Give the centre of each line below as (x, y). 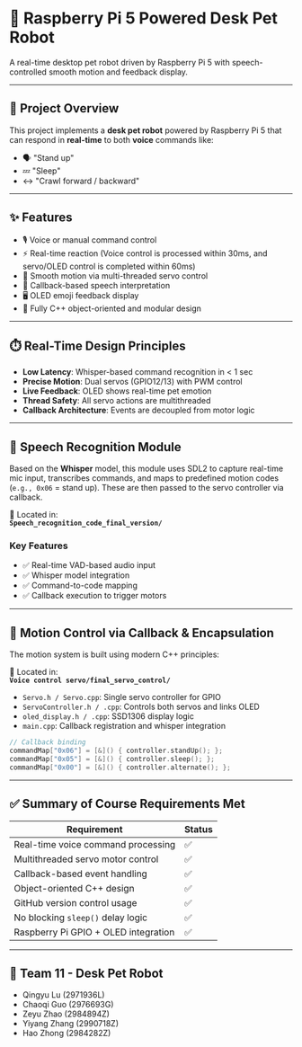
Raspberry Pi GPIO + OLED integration (94, 932)
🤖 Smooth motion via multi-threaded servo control (115, 275)
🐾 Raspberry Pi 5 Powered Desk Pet (144, 18)
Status (198, 829)
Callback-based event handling (81, 874)
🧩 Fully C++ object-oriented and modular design (112, 308)
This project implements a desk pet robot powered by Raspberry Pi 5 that (146, 130)
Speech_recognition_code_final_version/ (86, 523)
